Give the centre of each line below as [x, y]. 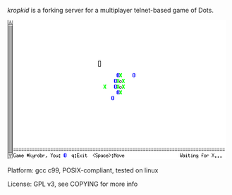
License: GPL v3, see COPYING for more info [73, 184]
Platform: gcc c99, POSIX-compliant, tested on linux [83, 170]
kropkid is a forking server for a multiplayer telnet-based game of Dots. [110, 10]
